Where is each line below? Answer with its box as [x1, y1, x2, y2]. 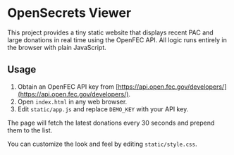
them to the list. [7, 125, 53, 135]
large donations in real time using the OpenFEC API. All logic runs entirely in [7, 35, 227, 44]
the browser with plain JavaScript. [7, 43, 107, 51]
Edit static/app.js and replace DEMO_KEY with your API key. [17, 104, 189, 113]
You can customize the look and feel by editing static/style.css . [7, 139, 197, 148]
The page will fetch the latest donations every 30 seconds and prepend [7, 118, 215, 127]
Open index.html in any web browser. [17, 97, 128, 106]
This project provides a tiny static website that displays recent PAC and [7, 28, 214, 37]
